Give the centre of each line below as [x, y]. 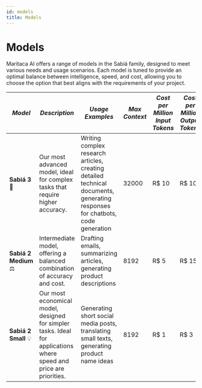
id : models [20, 12]
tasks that [53, 187]
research [93, 153]
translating [96, 331]
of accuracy [56, 276]
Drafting [92, 239]
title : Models [24, 17]
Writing [91, 138]
